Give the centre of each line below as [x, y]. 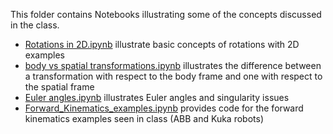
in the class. [35, 25]
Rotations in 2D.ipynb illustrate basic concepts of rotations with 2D [162, 44]
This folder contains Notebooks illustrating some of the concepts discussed [166, 14]
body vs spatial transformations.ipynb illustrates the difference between [173, 65]
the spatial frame [59, 87]
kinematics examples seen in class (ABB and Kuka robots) [144, 118]
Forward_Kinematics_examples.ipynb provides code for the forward [164, 108]
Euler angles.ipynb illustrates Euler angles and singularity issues [157, 97]
